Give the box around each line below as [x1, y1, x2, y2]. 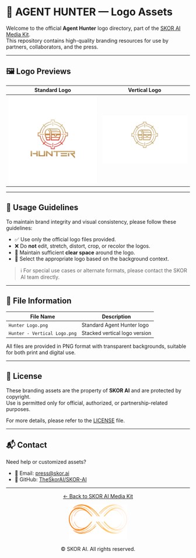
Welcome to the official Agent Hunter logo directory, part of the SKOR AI [6, 25, 181, 32]
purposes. [6, 405, 31, 412]
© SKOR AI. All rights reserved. [60, 545, 136, 552]
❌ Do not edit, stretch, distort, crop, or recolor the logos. [14, 242, 150, 249]
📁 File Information [6, 296, 72, 306]
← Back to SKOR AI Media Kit [63, 493, 133, 500]
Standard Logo [34, 87, 71, 94]
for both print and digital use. [6, 348, 76, 356]
